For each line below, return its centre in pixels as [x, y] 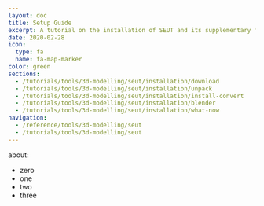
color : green [29, 67]
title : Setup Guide [40, 23]
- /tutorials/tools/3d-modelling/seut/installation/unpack [114, 88]
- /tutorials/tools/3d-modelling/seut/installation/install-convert [130, 96]
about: [18, 155]
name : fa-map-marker [49, 60]
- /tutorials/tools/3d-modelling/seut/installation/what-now [117, 111]
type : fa [29, 52]
